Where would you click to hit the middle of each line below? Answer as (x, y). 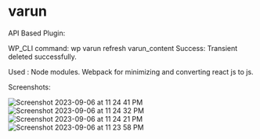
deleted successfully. (42, 57)
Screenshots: (29, 87)
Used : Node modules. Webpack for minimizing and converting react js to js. (131, 71)
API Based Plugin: (37, 33)
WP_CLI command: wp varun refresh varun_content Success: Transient (123, 48)
